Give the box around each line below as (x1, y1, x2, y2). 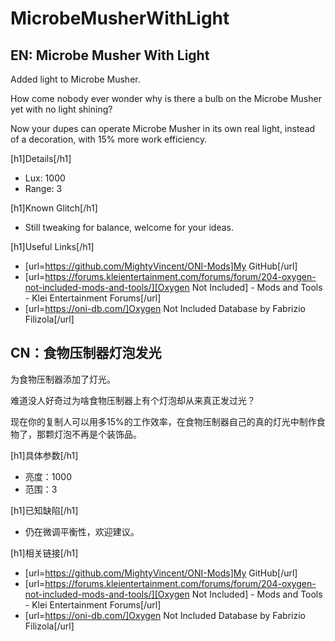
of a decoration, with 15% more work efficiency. (10, 133, 208, 145)
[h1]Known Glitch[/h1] (10, 202, 98, 214)
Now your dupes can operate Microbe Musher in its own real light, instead (10, 123, 316, 134)
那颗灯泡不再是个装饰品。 (36, 428, 142, 440)
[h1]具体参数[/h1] (10, 449, 79, 461)
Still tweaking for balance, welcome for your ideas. (24, 222, 234, 233)
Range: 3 (24, 183, 63, 194)
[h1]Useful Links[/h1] (10, 241, 95, 252)
